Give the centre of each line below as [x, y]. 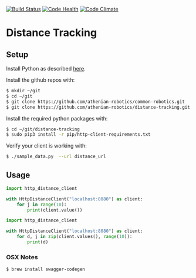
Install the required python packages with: [57, 118]
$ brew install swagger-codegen [45, 269]
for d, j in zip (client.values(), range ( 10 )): [75, 237]
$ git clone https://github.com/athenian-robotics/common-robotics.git [95, 102]
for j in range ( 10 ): [42, 205]
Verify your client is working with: [46, 146]
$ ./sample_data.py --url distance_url [56, 157]
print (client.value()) [55, 210]
